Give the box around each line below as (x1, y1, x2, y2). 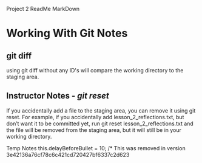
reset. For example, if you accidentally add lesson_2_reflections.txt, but (6, 113, 184, 120)
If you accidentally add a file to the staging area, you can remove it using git (6, 106, 196, 114)
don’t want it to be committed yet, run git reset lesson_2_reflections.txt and (6, 120, 194, 127)
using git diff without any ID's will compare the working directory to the (6, 67, 184, 74)
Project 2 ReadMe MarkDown (6, 5, 80, 12)
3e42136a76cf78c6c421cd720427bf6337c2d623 (6, 151, 130, 158)
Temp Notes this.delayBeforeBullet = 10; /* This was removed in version (6, 144, 186, 151)
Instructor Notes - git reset (6, 91, 109, 101)
